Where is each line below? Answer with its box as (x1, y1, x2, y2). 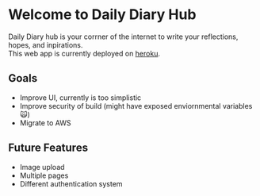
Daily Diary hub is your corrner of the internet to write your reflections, (8, 32, 239, 41)
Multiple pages (19, 171, 69, 180)
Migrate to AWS (19, 117, 71, 128)
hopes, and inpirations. (8, 40, 83, 49)
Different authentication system (19, 179, 123, 188)
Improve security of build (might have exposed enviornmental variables (19, 101, 253, 110)
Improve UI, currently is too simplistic (19, 93, 142, 102)
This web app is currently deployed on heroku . (8, 48, 161, 58)
